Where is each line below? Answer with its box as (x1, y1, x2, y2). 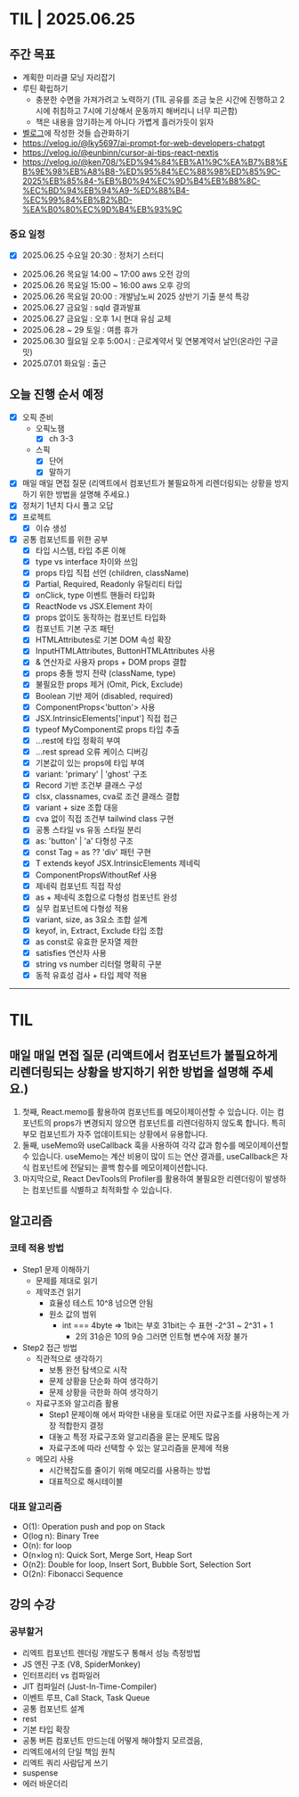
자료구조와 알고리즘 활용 (35, 1397, 120, 1408)
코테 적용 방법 (9, 1242, 65, 1255)
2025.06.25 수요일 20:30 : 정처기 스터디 (21, 250, 165, 260)
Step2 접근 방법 (21, 1342, 77, 1353)
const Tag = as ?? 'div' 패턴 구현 (35, 847, 151, 858)
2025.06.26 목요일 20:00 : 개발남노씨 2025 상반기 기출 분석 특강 (21, 291, 250, 302)
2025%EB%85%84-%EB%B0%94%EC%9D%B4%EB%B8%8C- (21, 176, 261, 186)
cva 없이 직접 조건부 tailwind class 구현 (35, 813, 174, 824)
